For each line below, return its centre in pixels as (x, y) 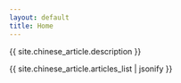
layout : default (39, 17)
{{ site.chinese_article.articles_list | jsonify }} (91, 69)
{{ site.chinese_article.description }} (75, 51)
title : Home (31, 26)
